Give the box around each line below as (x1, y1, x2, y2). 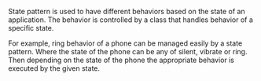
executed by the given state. (8, 64, 101, 73)
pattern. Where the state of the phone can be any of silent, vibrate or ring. (8, 47, 248, 56)
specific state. (8, 24, 54, 32)
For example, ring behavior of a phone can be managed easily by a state (8, 39, 243, 48)
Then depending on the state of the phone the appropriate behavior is (8, 55, 234, 64)
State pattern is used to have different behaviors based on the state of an (8, 7, 245, 16)
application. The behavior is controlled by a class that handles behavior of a (8, 15, 254, 24)
